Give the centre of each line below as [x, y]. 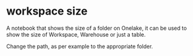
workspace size [47, 11]
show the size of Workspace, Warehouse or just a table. [76, 34]
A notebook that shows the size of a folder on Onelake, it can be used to [96, 28]
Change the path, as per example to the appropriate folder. [80, 46]
